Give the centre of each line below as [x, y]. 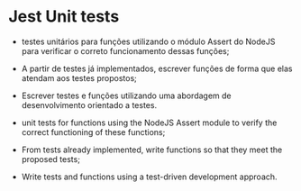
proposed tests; [50, 159]
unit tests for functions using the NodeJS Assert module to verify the [149, 123]
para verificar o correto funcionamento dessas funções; [125, 50]
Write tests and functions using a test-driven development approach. [149, 177]
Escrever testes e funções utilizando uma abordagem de [126, 95]
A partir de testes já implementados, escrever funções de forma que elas [157, 68]
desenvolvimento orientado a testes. [89, 105]
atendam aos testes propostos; [79, 77]
